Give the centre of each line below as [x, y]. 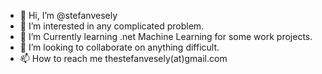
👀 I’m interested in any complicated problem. [112, 26]
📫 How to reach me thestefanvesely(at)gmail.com [123, 58]
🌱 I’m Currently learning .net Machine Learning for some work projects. [166, 36]
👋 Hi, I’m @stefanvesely [68, 15]
